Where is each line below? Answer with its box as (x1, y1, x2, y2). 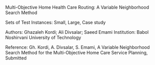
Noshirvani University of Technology (5, 35, 82, 40)
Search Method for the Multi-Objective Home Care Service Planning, (5, 50, 148, 55)
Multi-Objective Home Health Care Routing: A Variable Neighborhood (5, 5, 149, 10)
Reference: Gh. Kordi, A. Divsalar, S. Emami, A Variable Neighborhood (5, 44, 150, 50)
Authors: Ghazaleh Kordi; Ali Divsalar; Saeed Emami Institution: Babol (5, 29, 149, 35)
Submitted (5, 55, 27, 61)
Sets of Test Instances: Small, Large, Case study (5, 20, 106, 25)
